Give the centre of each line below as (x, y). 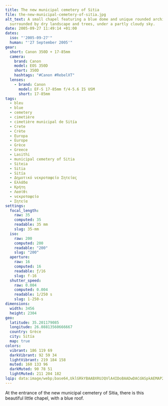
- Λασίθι (19, 192)
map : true (20, 341)
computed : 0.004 (31, 290)
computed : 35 (28, 220)
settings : (15, 206)
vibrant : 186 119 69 (31, 350)
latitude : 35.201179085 (34, 322)
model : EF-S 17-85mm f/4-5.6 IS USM (56, 89)
